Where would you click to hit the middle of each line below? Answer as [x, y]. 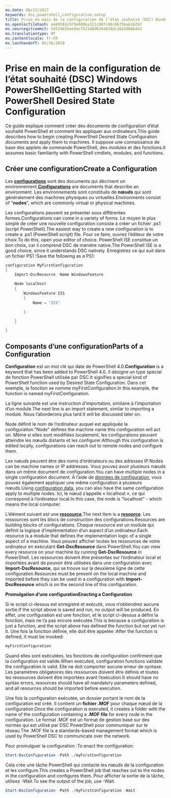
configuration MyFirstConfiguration [44, 265]
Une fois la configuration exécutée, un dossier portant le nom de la [75, 698]
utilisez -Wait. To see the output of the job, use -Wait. [60, 781]
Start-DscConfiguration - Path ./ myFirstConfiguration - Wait [70, 790]
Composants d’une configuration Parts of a [74, 346]
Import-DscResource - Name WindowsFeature [59, 275]
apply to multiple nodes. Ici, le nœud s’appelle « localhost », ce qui [75, 493]
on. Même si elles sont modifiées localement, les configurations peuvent [81, 435]
